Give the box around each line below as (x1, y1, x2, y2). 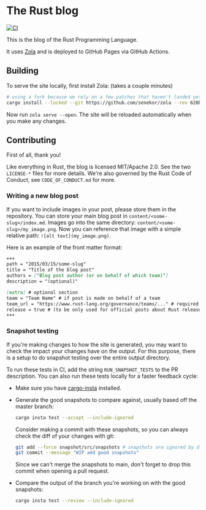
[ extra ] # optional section (6, 289, 78, 296)
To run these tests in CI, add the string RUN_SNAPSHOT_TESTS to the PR (6, 366, 178, 373)
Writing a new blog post (6, 192, 78, 200)
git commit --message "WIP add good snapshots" (15, 450, 139, 456)
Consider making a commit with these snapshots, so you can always (15, 425, 188, 433)
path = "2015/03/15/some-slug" (6, 261, 86, 267)
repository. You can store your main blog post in (6, 212, 128, 219)
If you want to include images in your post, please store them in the (6, 205, 177, 213)
